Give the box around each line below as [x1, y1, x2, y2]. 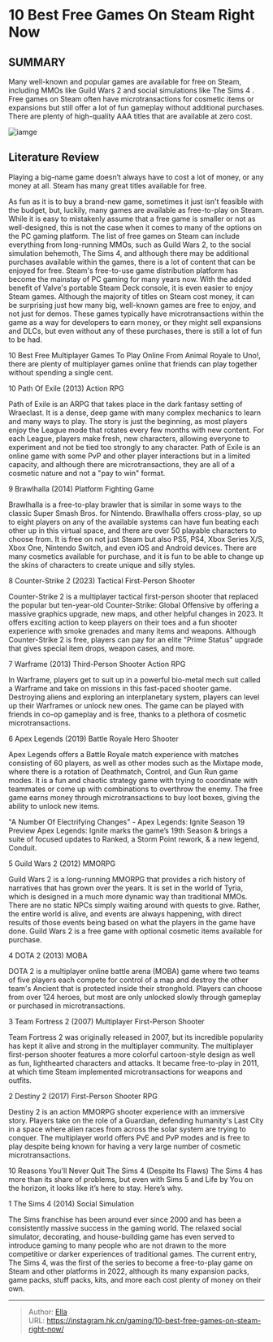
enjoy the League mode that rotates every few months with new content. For [8, 425, 265, 435]
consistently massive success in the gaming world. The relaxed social [8, 1223, 242, 1232]
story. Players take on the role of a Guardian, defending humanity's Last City [8, 1115, 264, 1125]
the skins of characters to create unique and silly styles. [8, 560, 196, 569]
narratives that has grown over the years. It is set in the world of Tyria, [8, 883, 244, 893]
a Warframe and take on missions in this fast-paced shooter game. [8, 683, 232, 693]
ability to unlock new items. [8, 801, 100, 811]
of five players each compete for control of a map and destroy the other [8, 975, 249, 985]
